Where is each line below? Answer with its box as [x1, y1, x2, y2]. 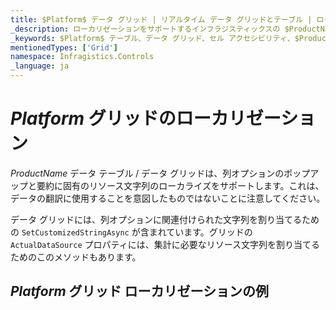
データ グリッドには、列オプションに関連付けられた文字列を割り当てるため [10, 213, 320, 225]
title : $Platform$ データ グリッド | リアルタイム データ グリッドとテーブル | [10, 14, 313, 25]
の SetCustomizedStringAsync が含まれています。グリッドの [10, 226, 253, 238]
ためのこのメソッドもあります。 [10, 251, 142, 263]
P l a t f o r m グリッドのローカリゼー [10, 107, 282, 130]
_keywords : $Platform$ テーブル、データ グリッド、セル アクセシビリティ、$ [10, 33, 300, 43]
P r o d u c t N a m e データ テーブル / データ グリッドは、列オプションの [10, 167, 285, 179]
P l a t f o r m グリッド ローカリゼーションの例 [10, 283, 270, 300]
